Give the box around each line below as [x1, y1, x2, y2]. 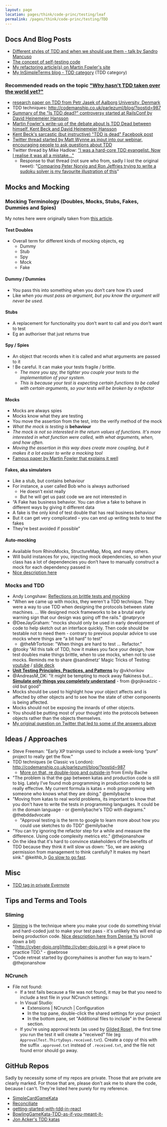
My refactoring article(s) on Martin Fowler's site [12, 64, 111, 70]
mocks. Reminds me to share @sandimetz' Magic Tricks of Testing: [12, 657, 151, 663]
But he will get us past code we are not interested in [19, 494, 127, 500]
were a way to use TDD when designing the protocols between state [12, 603, 154, 609]
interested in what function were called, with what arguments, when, [12, 434, 154, 440]
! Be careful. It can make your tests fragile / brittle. [12, 364, 116, 370]
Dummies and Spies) [5, 204, 56, 211]
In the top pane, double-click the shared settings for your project [27, 1010, 161, 1016]
